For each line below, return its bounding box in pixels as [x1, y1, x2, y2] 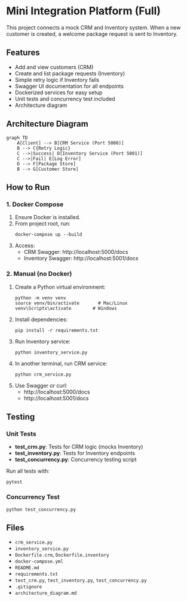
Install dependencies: [14, 315, 68, 323]
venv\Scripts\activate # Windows [14, 305, 117, 311]
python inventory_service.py [14, 349, 88, 355]
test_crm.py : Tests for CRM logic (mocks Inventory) [14, 443, 143, 450]
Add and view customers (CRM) [14, 63, 94, 70]
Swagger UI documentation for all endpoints [14, 82, 124, 90]
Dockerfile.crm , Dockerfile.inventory [14, 551, 109, 558]
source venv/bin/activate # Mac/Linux [14, 300, 128, 306]
